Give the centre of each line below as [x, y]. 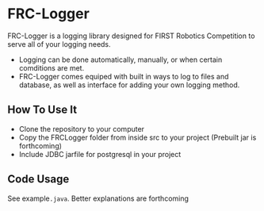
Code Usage [38, 179]
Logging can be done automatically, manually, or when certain [121, 59]
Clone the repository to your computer [81, 129]
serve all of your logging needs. [59, 44]
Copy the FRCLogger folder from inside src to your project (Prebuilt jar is [138, 137]
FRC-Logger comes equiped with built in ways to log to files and [124, 76]
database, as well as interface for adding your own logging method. [129, 85]
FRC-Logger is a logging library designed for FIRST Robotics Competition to [131, 36]
